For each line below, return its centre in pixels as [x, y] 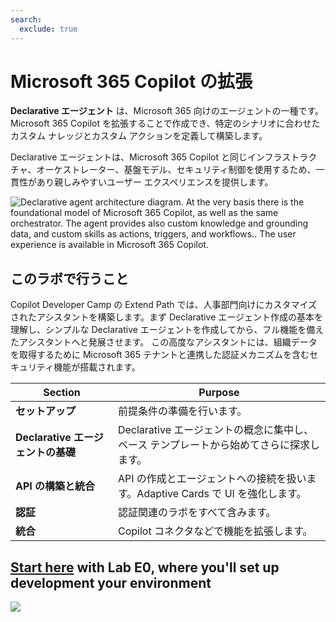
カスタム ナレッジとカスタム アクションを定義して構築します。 [139, 136]
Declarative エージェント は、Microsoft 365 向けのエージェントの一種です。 [167, 111]
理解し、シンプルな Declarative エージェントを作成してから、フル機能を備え [167, 330]
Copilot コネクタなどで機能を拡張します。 [215, 531]
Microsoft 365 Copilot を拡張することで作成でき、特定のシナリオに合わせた [165, 123]
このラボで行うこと [69, 278]
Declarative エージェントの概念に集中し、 [215, 430]
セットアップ [46, 411]
